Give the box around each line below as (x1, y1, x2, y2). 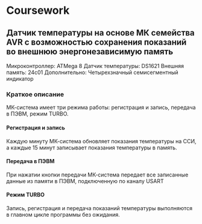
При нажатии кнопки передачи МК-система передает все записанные (6, 171, 189, 178)
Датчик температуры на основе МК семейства (6, 28, 195, 38)
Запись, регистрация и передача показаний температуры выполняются (6, 204, 193, 211)
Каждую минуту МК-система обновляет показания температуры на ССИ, (6, 137, 197, 145)
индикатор (6, 75, 34, 82)
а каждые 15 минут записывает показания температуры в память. (6, 144, 177, 151)
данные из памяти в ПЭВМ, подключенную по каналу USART (6, 177, 164, 184)
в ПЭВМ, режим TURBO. (6, 110, 69, 117)
